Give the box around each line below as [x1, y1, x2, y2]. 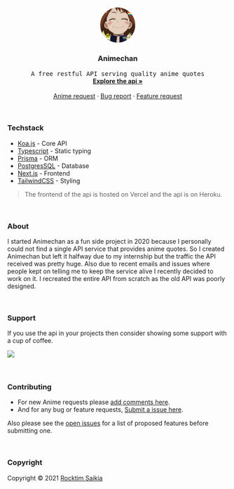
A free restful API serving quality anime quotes [30, 70, 205, 78]
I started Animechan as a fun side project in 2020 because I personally [7, 237, 212, 245]
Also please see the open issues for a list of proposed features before [7, 419, 209, 428]
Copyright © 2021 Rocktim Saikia [7, 474, 103, 482]
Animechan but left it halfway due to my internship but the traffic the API [7, 252, 216, 260]
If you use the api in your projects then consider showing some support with [7, 329, 228, 337]
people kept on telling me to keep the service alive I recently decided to [7, 267, 214, 275]
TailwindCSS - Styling [17, 176, 81, 185]
